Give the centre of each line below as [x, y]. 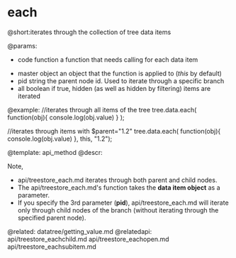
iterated [29, 96]
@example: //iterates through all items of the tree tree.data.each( [102, 109]
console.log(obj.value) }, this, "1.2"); [60, 139]
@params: [22, 45]
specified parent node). [52, 217]
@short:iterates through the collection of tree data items [89, 32]
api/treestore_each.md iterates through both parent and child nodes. [117, 180]
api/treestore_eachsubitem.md [52, 247]
